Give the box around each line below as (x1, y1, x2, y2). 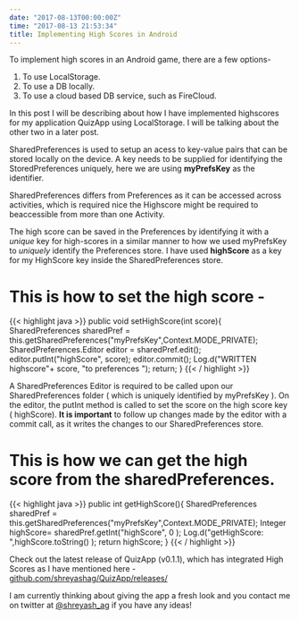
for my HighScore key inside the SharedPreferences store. (9, 255, 223, 266)
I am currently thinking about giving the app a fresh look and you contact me (9, 590, 291, 601)
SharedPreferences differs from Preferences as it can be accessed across (9, 190, 282, 201)
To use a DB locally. (21, 81, 96, 92)
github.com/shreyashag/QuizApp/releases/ (9, 573, 168, 584)
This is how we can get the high (9, 450, 248, 471)
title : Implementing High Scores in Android (9, 30, 178, 38)
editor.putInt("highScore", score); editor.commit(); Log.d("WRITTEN (9, 354, 257, 365)
